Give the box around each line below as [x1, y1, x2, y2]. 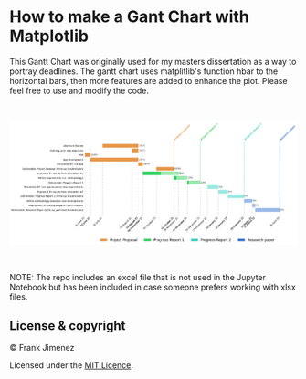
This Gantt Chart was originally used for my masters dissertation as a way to [9, 56, 297, 67]
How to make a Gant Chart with [9, 6, 249, 27]
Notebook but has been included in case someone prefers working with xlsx [9, 281, 297, 293]
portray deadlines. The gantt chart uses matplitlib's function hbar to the [9, 66, 279, 77]
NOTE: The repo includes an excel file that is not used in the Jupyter [9, 272, 267, 283]
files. [9, 291, 28, 302]
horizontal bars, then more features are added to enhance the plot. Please [9, 75, 288, 86]
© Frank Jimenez [9, 342, 75, 353]
